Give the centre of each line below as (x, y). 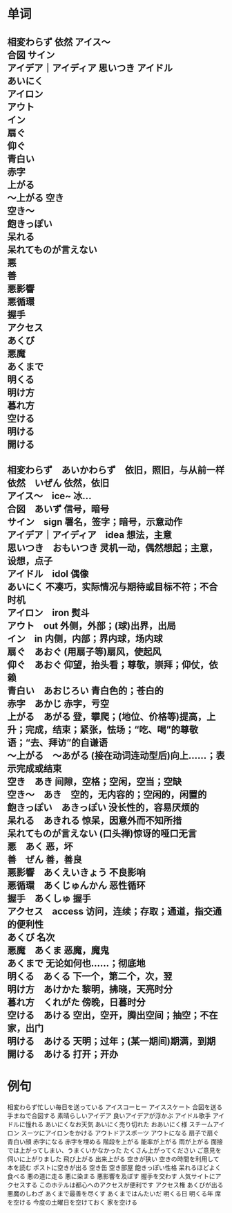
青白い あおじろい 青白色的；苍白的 (85, 691)
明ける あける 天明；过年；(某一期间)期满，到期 (112, 1041)
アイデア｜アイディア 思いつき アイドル (90, 68)
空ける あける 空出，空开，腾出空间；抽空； (104, 1015)
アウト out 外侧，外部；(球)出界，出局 (91, 626)
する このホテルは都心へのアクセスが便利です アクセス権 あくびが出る (124, 1185)
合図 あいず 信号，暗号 (58, 509)
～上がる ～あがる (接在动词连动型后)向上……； (112, 755)
